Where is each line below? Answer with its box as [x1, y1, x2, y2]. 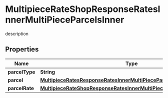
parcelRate [7, 84, 34, 91]
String [39, 68, 55, 75]
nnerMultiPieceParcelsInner [5, 14, 124, 25]
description [5, 30, 29, 36]
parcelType [7, 68, 35, 75]
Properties [5, 45, 39, 53]
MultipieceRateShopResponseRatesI [5, 3, 160, 15]
